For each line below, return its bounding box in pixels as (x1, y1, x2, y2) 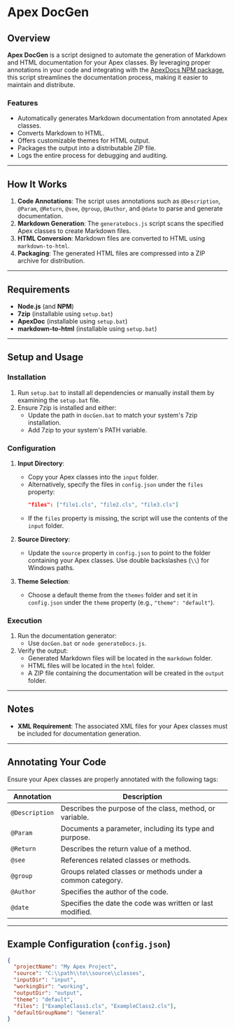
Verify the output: (17, 646, 69, 655)
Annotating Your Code (7, 756, 107, 769)
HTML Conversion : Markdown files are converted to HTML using (17, 234, 206, 243)
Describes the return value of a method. (60, 844, 192, 854)
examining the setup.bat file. (17, 396, 101, 404)
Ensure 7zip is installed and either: (17, 403, 117, 411)
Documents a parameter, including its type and (60, 823, 215, 833)
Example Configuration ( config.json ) (7, 938, 171, 950)
